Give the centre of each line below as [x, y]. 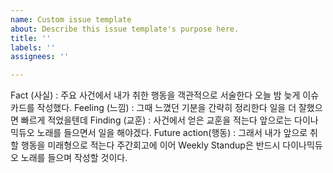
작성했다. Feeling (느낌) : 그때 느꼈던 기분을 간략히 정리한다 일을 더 [166, 108]
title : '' [31, 38]
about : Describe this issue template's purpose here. [125, 29]
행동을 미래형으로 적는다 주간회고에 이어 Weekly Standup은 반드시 [150, 145]
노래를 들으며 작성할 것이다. [74, 158]
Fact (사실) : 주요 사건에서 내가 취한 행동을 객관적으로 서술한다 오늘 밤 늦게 [155, 95]
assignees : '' [40, 57]
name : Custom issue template [71, 19]
